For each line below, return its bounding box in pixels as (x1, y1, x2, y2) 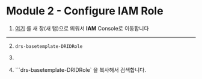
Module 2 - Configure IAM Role (6, 4, 164, 18)
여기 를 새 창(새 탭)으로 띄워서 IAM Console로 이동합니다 (14, 25, 149, 32)
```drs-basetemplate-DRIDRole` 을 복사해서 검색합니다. (14, 66, 146, 73)
